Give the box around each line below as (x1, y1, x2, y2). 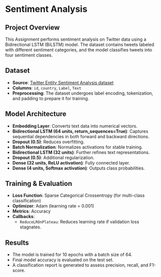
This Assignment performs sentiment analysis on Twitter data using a (5, 36, 147, 42)
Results (5, 238, 29, 247)
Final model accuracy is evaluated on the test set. (12, 257, 114, 263)
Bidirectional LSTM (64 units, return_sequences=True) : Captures (12, 128, 149, 134)
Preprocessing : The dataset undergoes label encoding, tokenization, (12, 90, 154, 96)
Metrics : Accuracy (12, 208, 51, 214)
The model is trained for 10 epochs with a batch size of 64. (12, 252, 133, 258)
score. (12, 268, 26, 274)
